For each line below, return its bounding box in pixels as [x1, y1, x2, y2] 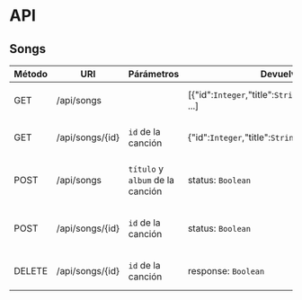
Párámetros [128, 68, 180, 80]
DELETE [13, 265, 48, 277]
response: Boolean [187, 265, 265, 277]
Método [13, 68, 48, 80]
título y [128, 163, 164, 175]
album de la [128, 174, 175, 186]
